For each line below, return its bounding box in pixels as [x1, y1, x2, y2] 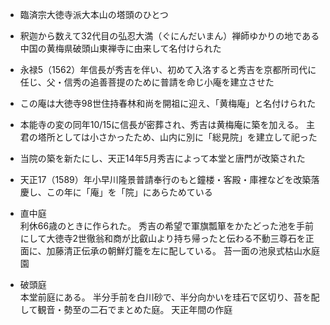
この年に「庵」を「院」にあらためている [46, 186, 213, 198]
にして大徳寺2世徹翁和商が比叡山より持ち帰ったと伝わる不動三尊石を [19, 233, 306, 244]
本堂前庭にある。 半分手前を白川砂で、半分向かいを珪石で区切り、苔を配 [19, 291, 320, 303]
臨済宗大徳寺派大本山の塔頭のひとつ [19, 9, 169, 20]
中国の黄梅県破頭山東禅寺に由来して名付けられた [19, 43, 222, 54]
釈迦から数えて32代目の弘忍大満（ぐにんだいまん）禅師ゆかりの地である [19, 30, 320, 42]
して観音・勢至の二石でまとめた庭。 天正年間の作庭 [19, 304, 233, 315]
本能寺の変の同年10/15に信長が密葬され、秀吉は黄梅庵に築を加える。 [19, 119, 305, 130]
